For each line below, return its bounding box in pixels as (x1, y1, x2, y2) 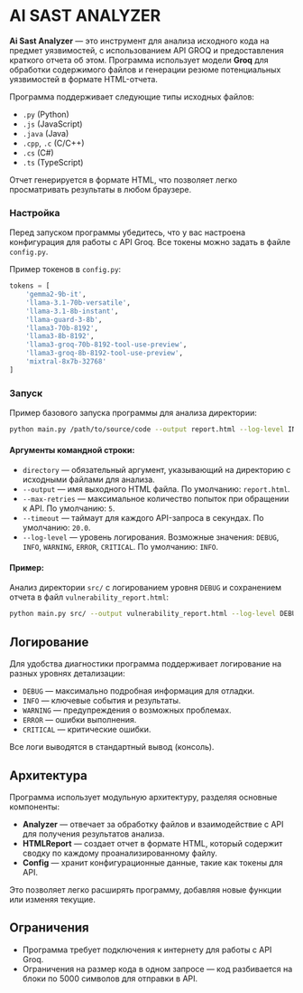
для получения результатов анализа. (22, 828, 165, 839)
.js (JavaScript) (22, 118, 83, 129)
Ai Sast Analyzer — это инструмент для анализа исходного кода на (9, 35, 270, 46)
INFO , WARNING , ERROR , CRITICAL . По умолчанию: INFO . (22, 542, 219, 553)
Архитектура (9, 768, 88, 783)
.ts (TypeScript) (22, 156, 84, 167)
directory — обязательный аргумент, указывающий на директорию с (22, 465, 291, 476)
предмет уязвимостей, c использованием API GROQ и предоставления (9, 44, 284, 55)
